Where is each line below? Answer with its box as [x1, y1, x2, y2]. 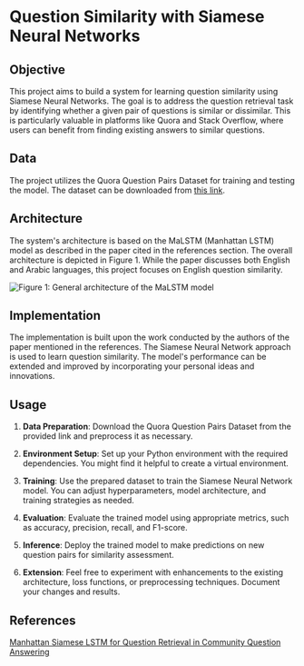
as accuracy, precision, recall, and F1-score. [22, 522, 188, 533]
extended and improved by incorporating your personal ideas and [9, 361, 255, 372]
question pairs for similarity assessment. [22, 550, 174, 561]
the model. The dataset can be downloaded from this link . [9, 184, 225, 195]
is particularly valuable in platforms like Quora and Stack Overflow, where [9, 115, 284, 125]
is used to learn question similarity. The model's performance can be [9, 352, 267, 363]
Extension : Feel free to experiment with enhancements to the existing [22, 567, 284, 578]
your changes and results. [22, 586, 121, 597]
